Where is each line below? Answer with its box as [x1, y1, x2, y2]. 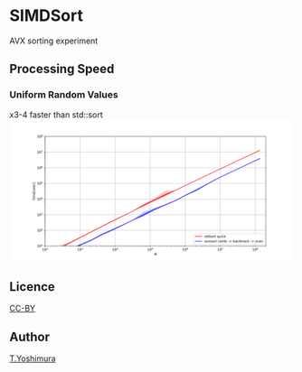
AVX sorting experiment [9, 35, 99, 46]
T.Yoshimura [9, 353, 56, 364]
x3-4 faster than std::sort [9, 109, 103, 120]
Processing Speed [9, 61, 115, 77]
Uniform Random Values [9, 88, 119, 101]
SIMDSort [9, 5, 84, 26]
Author [9, 329, 50, 344]
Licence [9, 279, 56, 294]
